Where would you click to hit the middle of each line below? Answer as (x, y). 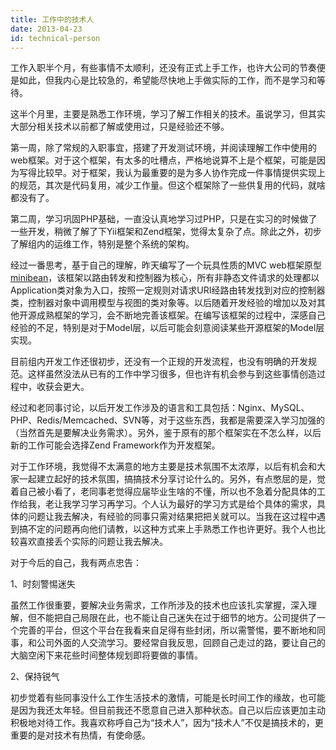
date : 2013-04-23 (46, 29)
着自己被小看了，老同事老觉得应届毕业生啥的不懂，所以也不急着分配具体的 (163, 492)
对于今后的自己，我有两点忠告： (76, 563)
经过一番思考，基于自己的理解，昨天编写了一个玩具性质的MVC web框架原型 (166, 265)
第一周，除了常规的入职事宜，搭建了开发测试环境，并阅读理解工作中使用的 (163, 148)
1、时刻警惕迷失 (43, 584)
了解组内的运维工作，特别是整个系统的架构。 (102, 244)
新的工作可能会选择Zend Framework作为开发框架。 (115, 445)
